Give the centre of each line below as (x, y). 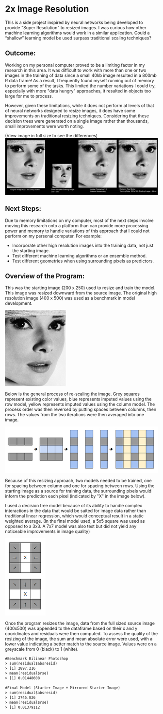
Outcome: (20, 53)
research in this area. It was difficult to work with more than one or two (76, 70)
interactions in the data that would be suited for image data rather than (76, 511)
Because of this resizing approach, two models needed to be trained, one (78, 480)
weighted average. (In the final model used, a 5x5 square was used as (75, 521)
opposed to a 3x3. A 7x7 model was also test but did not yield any (71, 526)
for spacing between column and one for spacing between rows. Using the (80, 486)
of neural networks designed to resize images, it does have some (70, 110)
